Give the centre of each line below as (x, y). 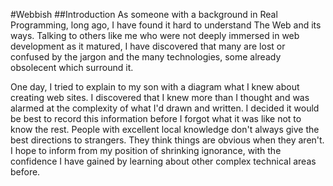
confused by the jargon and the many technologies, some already (146, 57)
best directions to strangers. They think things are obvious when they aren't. (167, 140)
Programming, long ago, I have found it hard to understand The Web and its (166, 25)
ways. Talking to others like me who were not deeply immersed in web (155, 35)
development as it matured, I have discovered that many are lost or (148, 46)
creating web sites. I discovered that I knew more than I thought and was (160, 97)
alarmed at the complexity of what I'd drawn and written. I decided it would (165, 108)
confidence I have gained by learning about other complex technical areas (163, 161)
